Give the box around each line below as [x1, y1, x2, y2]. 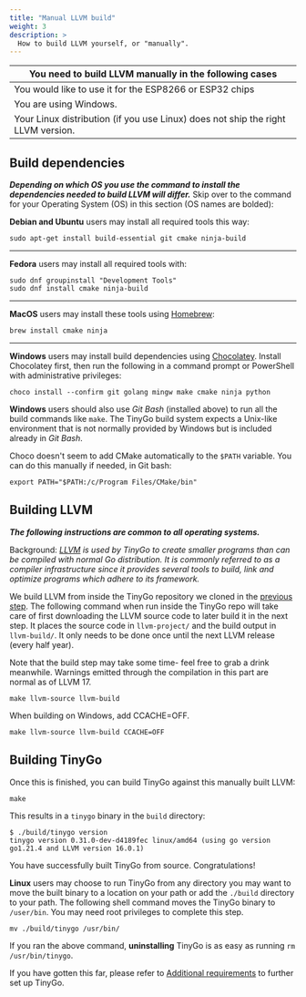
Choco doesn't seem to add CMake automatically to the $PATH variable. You [9, 450, 292, 461]
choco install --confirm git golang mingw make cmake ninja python [9, 388, 271, 397]
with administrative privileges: [9, 370, 122, 381]
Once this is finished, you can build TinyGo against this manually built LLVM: [9, 776, 296, 787]
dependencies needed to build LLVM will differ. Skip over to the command [9, 189, 291, 200]
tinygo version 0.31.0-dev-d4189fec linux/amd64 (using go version [9, 836, 271, 845]
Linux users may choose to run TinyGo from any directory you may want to [9, 877, 291, 889]
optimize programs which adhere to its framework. [9, 573, 200, 584]
